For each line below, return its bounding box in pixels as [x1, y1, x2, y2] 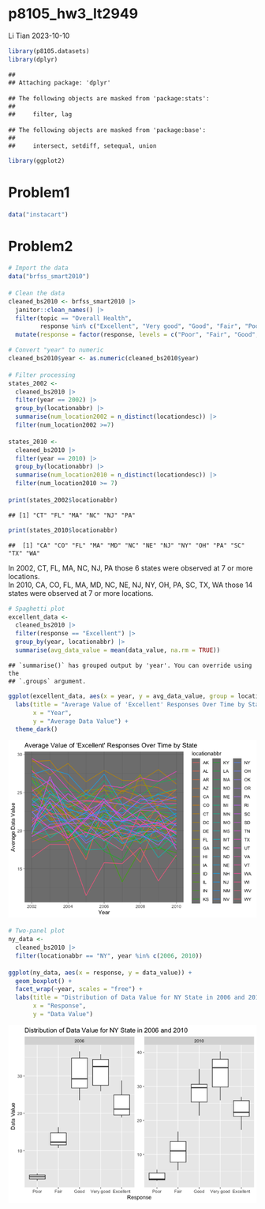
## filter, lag [8, 110, 73, 119]
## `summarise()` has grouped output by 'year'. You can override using [8, 661, 252, 669]
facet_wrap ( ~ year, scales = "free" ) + [15, 985, 144, 993]
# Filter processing [8, 371, 77, 379]
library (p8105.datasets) [8, 47, 90, 55]
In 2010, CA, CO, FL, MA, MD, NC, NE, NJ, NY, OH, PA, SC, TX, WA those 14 [8, 580, 253, 589]
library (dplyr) [8, 55, 58, 63]
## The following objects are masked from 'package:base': [8, 126, 207, 134]
